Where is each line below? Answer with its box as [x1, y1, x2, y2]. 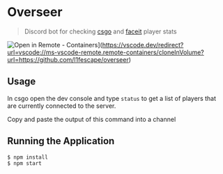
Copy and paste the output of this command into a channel [7, 115, 176, 123]
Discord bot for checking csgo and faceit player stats [24, 27, 177, 35]
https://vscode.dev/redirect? [102, 40, 184, 49]
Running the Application [7, 135, 115, 147]
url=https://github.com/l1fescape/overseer [7, 55, 129, 63]
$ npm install [7, 154, 49, 161]
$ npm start [7, 159, 42, 167]
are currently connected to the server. [7, 102, 116, 110]
